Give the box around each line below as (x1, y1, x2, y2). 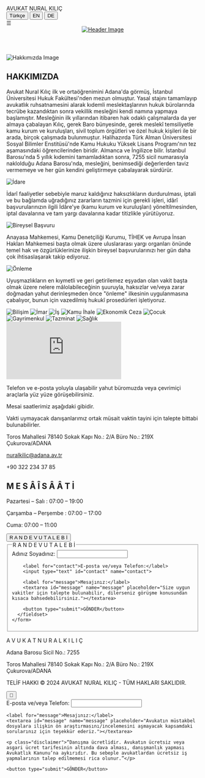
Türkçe (9, 12, 26, 19)
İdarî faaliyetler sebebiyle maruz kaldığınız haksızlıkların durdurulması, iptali (6, 190, 196, 197)
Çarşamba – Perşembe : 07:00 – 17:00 (6, 509, 102, 516)
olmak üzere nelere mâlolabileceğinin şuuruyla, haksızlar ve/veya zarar (6, 283, 185, 290)
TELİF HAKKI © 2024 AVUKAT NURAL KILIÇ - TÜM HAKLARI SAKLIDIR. (6, 679, 187, 687)
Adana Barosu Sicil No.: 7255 (6, 649, 80, 656)
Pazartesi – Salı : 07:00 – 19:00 (6, 497, 84, 505)
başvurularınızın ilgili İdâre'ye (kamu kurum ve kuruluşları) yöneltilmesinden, (6, 203, 198, 210)
